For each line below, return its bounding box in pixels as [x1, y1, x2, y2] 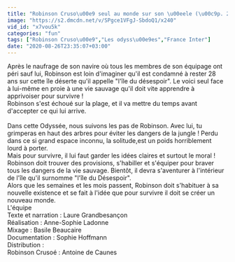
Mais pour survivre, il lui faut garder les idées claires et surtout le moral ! [7, 151, 215, 160]
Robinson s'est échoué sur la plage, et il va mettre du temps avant [7, 99, 198, 107]
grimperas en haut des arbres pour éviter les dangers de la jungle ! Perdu [7, 129, 218, 137]
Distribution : [7, 241, 44, 249]
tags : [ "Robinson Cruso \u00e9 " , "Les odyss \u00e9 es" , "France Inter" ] [7, 36, 211, 43]
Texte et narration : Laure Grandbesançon [7, 211, 128, 219]
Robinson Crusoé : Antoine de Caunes [7, 248, 117, 256]
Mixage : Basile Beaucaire [7, 226, 82, 234]
